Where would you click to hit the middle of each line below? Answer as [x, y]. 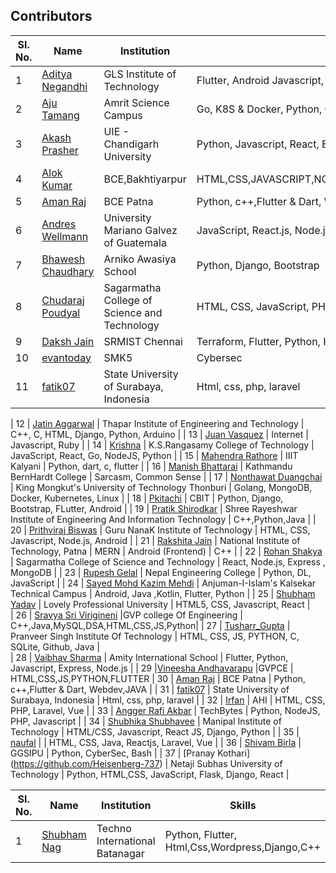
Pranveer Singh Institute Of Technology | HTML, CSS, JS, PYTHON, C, [155, 636]
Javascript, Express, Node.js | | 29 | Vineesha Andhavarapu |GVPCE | [152, 668]
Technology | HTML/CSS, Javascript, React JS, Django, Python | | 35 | [155, 731]
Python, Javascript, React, [258, 144]
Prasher [60, 150]
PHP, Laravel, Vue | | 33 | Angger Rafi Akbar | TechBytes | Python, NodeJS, [165, 710]
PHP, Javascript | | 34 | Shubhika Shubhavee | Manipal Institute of [146, 721]
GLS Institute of [140, 74]
